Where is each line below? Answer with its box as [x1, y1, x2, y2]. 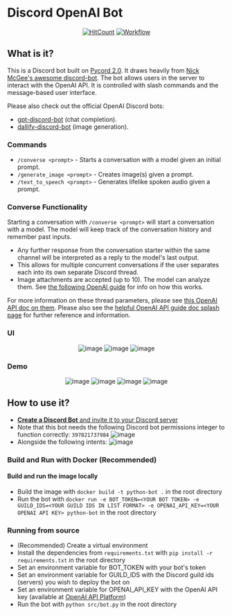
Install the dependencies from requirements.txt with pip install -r [17, 549, 213, 557]
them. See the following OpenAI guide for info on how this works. [17, 283, 204, 292]
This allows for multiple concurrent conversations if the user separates [17, 261, 220, 269]
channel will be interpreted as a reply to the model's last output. [17, 253, 199, 262]
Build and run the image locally [7, 472, 98, 481]
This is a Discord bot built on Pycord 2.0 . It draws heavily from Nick [7, 66, 199, 74]
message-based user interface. [7, 88, 97, 96]
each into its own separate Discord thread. [17, 268, 139, 276]
